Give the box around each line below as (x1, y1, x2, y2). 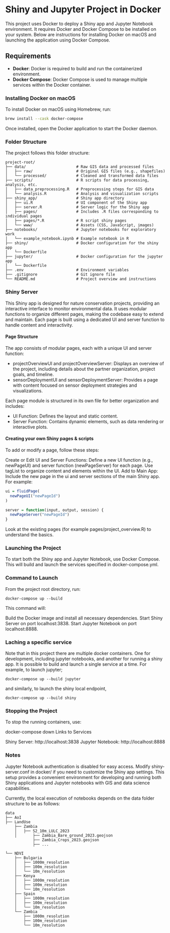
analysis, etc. (5, 182, 38, 188)
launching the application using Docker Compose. (5, 37, 111, 43)
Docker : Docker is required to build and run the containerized (12, 65, 142, 71)
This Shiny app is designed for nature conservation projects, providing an (5, 300, 160, 306)
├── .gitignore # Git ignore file (5, 272, 115, 277)
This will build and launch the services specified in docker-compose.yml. (5, 562, 159, 568)
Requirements (5, 52, 51, 61)
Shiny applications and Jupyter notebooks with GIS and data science (5, 780, 150, 786)
